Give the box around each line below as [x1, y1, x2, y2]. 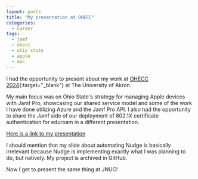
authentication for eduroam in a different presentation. [6, 118, 140, 125]
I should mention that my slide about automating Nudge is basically [6, 141, 171, 149]
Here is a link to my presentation [6, 129, 86, 137]
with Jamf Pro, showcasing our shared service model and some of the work [6, 99, 193, 106]
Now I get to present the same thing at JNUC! [6, 165, 118, 173]
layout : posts [6, 8, 42, 15]
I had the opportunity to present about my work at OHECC [6, 75, 149, 82]
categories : [6, 20, 36, 26]
